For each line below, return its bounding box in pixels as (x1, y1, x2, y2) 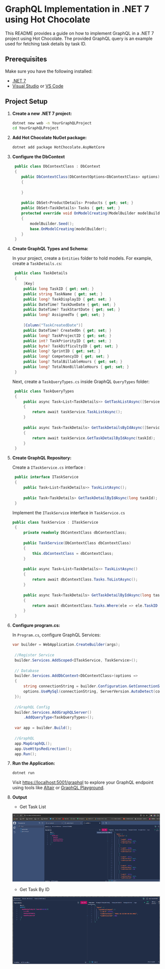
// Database (14, 668, 39, 673)
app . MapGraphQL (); (14, 741, 53, 746)
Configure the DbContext (12, 154, 65, 160)
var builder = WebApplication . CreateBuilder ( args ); (12, 642, 120, 647)
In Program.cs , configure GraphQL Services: (12, 632, 101, 638)
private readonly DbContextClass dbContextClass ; (23, 530, 127, 535)
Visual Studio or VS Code (12, 83, 64, 89)
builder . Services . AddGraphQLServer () (14, 710, 92, 715)
